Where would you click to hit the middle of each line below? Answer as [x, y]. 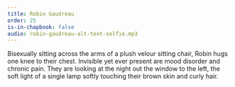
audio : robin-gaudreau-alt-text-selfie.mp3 [73, 34]
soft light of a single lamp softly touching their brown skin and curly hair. [113, 76]
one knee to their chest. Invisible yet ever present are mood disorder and [114, 62]
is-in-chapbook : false [41, 27]
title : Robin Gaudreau [41, 14]
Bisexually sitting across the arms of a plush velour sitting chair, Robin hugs [118, 54]
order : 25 [22, 21]
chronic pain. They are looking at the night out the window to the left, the [114, 69]
